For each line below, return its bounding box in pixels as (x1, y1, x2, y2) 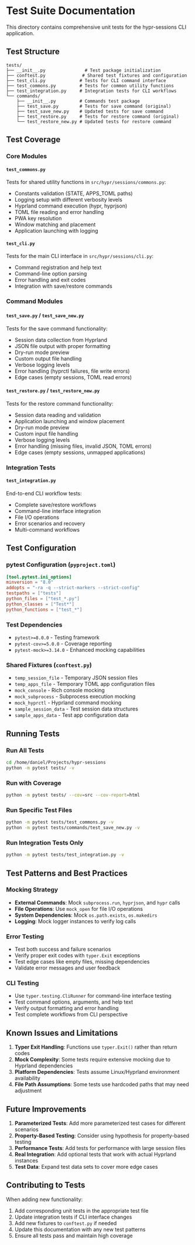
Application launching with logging (14, 227, 98, 234)
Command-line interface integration (14, 507, 101, 514)
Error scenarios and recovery (14, 520, 85, 527)
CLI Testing (6, 979, 39, 987)
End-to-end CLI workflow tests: (6, 489, 82, 496)
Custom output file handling (14, 355, 82, 362)
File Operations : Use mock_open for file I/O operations (14, 905, 143, 912)
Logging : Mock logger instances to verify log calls (14, 917, 136, 924)
